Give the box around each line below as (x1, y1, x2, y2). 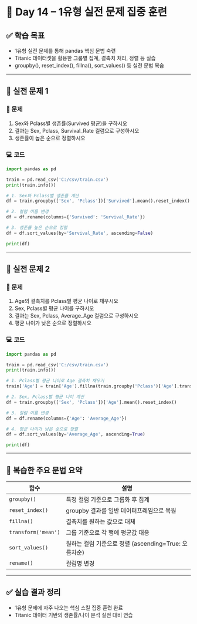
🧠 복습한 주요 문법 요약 (6, 465, 83, 475)
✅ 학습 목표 (6, 31, 45, 41)
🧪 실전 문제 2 (6, 264, 50, 274)
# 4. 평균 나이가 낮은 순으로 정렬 (6, 426, 78, 432)
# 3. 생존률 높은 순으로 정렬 (6, 225, 67, 231)
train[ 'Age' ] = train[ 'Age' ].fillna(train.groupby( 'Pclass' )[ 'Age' (6, 383, 175, 389)
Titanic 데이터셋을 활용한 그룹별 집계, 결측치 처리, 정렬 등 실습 (14, 55, 157, 62)
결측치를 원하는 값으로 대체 (66, 518, 136, 526)
